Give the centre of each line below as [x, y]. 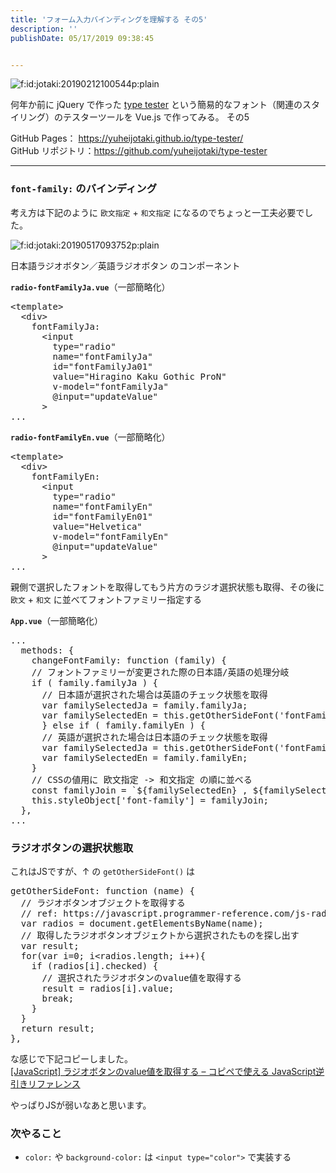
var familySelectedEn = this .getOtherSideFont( [160, 715]
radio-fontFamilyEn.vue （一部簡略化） [90, 437]
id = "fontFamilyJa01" [102, 366]
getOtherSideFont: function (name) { [103, 890]
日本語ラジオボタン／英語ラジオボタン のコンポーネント [125, 265]
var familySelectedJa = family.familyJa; [144, 705]
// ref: [39, 913]
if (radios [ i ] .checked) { [95, 965]
